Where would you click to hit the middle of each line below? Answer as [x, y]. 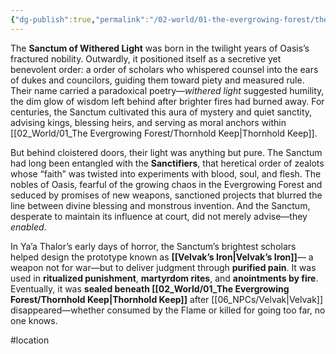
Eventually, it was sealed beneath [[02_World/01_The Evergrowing [150, 288]
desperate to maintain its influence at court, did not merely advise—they [159, 216]
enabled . [28, 227]
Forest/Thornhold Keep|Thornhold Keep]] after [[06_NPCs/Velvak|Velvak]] [167, 299]
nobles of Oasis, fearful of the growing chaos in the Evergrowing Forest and [166, 184]
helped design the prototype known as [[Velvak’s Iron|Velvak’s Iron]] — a [162, 257]
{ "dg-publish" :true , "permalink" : [80, 19]
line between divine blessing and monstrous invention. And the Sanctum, [160, 205]
